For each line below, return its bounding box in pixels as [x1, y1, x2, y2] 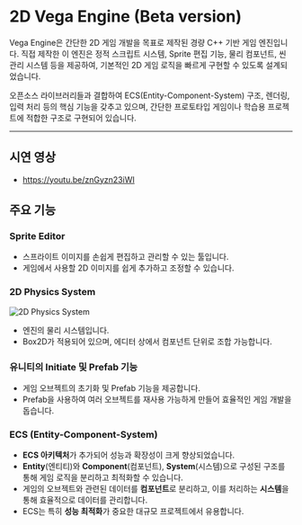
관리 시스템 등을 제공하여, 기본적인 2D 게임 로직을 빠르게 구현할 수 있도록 [9, 59, 264, 70]
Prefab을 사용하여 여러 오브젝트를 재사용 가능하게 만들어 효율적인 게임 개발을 [22, 394, 292, 405]
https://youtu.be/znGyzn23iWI [22, 174, 135, 185]
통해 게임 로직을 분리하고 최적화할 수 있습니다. [22, 472, 184, 483]
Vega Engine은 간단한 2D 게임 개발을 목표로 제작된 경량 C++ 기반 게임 [9, 37, 257, 48]
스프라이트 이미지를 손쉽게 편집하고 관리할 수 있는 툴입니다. [22, 252, 229, 262]
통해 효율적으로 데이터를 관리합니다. [22, 494, 148, 505]
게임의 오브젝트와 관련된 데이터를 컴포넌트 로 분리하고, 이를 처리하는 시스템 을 [22, 484, 289, 494]
